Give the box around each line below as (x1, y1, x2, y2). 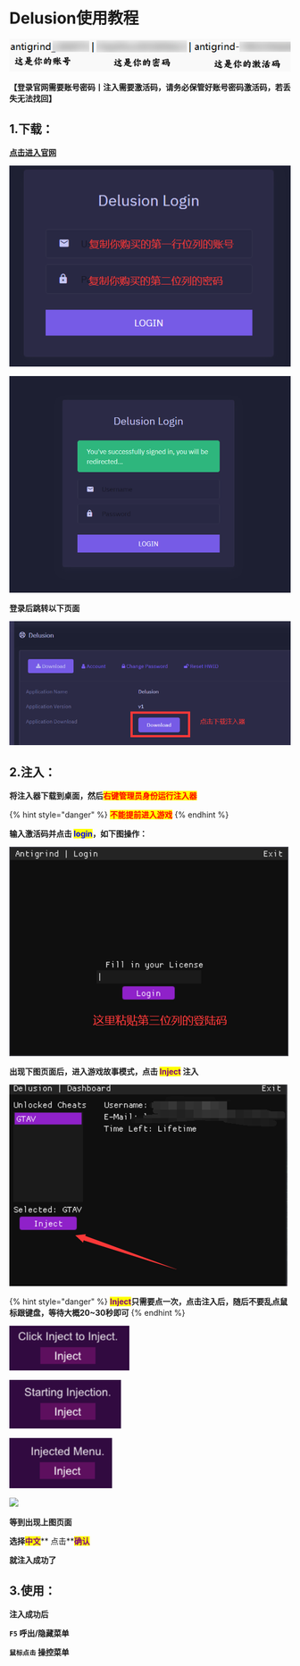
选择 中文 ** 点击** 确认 (9, 1536, 90, 1546)
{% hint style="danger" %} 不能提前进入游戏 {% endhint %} (9, 809, 229, 820)
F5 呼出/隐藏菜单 (9, 1628, 70, 1638)
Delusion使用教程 (9, 8, 139, 29)
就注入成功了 (9, 1554, 56, 1565)
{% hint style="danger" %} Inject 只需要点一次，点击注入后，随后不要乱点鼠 (9, 1296, 288, 1307)
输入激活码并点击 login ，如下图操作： (9, 828, 148, 839)
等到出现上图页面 (9, 1516, 72, 1528)
